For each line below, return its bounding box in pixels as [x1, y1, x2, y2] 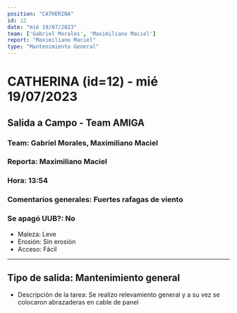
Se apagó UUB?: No [7, 213, 75, 223]
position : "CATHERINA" [7, 10, 74, 18]
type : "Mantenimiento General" [7, 43, 99, 50]
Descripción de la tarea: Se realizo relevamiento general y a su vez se [17, 290, 220, 299]
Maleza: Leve [17, 230, 56, 238]
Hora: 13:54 [7, 176, 48, 186]
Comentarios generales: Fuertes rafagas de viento [7, 195, 183, 205]
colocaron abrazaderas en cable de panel [17, 298, 139, 307]
